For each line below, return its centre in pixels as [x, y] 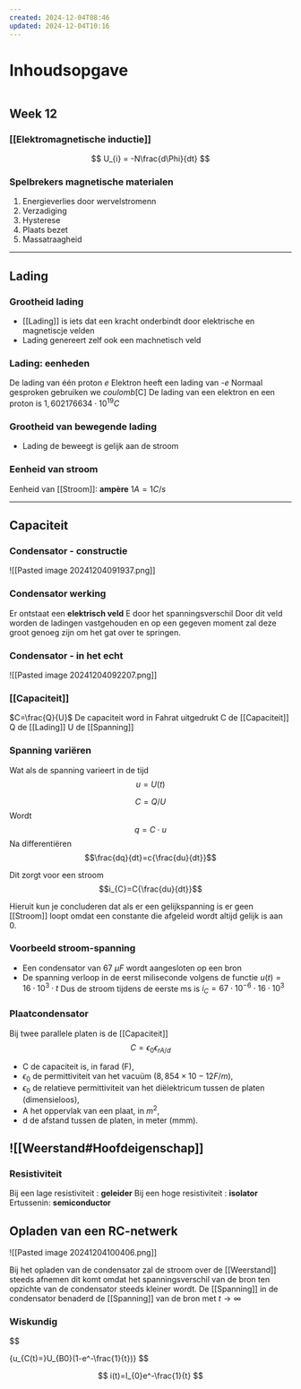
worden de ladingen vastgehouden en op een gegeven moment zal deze [143, 623]
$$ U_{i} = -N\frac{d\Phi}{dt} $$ [150, 159]
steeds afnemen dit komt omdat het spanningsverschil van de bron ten [140, 1280]
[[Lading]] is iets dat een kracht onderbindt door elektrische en [138, 321]
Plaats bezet [45, 230]
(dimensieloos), [51, 1100]
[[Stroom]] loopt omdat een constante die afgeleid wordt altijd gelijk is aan [146, 916]
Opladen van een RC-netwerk [94, 1231]
